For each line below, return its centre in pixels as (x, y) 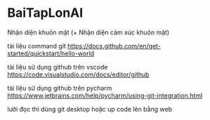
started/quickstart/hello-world (51, 53)
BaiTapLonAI (45, 13)
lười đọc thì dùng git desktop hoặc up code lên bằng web (90, 109)
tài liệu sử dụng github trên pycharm (60, 88)
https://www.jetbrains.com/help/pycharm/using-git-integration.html (105, 95)
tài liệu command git (37, 46)
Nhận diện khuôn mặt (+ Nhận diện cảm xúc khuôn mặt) (88, 32)
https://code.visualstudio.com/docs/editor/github (78, 74)
